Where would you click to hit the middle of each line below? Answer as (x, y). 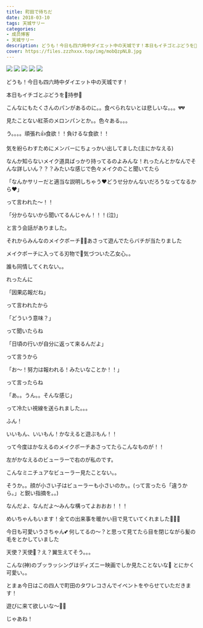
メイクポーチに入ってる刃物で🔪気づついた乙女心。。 (70, 253)
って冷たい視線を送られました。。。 (49, 408)
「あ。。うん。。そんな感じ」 (41, 395)
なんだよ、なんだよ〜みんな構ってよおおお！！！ (67, 506)
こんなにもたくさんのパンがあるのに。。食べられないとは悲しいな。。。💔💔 (96, 107)
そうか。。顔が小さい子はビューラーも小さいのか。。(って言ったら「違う (94, 485)
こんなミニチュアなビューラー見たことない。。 (63, 472)
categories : (21, 29)
